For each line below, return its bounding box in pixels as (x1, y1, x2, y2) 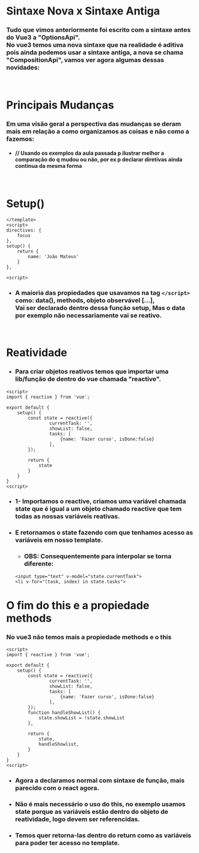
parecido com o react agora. (14, 784, 99, 792)
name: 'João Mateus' (28, 253, 79, 259)
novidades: (6, 63, 40, 72)
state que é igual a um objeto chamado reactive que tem (14, 504, 182, 513)
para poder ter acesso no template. (14, 839, 120, 847)
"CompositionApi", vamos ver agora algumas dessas (6, 56, 164, 64)
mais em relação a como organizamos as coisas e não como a (6, 127, 189, 135)
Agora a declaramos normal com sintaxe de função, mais (14, 777, 185, 785)
